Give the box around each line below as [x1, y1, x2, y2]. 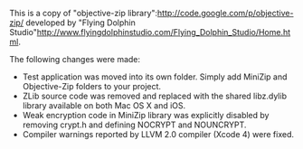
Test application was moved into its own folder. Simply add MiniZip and [22, 71, 288, 82]
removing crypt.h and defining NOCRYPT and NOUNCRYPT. [22, 119, 247, 130]
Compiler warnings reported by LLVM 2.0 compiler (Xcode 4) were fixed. [22, 129, 295, 139]
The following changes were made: [9, 54, 141, 64]
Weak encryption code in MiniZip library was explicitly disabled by [22, 110, 270, 120]
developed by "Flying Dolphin [25, 17, 136, 28]
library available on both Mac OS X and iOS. [22, 100, 186, 111]
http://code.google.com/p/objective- [156, 8, 294, 18]
